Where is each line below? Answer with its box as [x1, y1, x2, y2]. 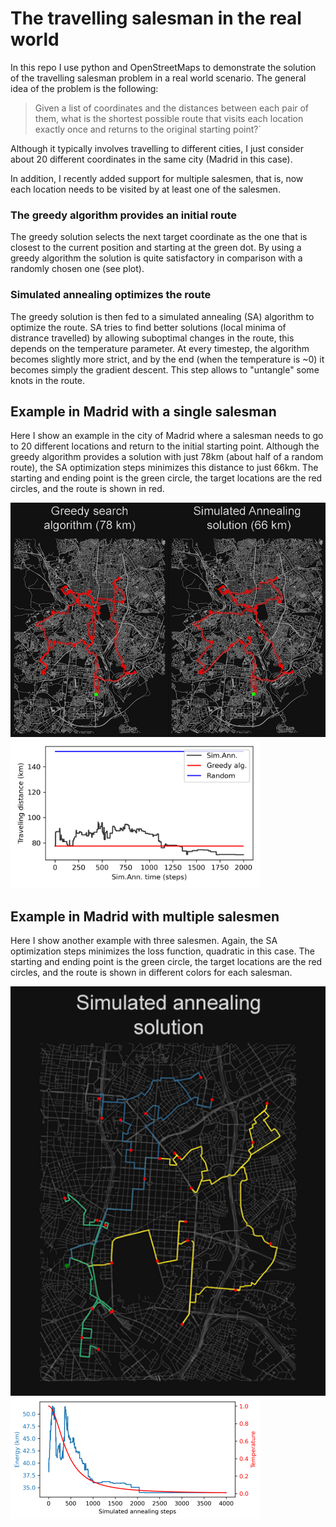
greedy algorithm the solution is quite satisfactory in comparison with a [10, 252, 303, 264]
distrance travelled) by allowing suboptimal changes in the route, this [10, 332, 295, 344]
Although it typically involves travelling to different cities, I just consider [10, 142, 304, 154]
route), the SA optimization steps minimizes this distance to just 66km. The [10, 462, 319, 474]
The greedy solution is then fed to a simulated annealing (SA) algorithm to [10, 310, 315, 322]
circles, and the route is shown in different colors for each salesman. [10, 967, 293, 979]
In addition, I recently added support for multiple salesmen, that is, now [10, 172, 304, 184]
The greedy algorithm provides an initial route [10, 208, 238, 222]
